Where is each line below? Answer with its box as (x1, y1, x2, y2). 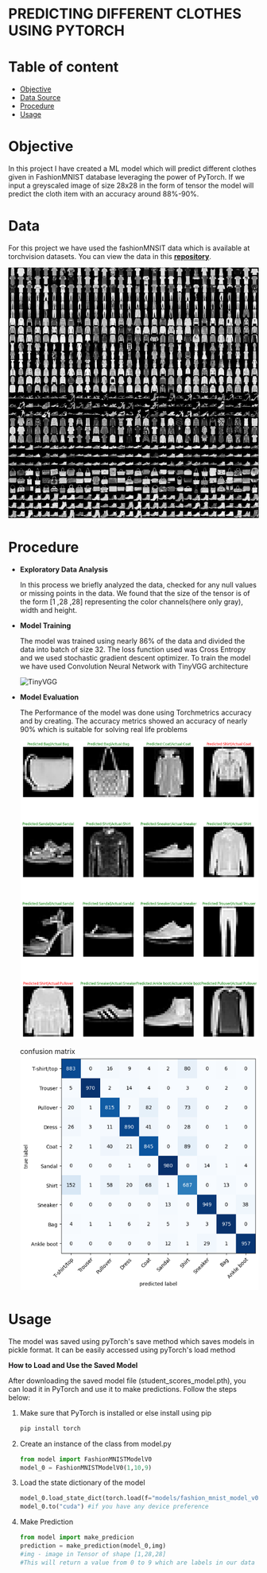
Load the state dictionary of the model (19, 1478, 145, 1487)
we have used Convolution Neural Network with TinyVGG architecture (19, 661, 249, 671)
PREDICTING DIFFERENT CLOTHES (8, 5, 242, 23)
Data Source (19, 93, 61, 103)
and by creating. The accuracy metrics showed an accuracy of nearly (19, 716, 248, 726)
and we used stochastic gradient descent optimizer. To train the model (19, 653, 251, 662)
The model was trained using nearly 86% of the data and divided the (19, 636, 246, 645)
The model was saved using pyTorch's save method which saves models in (8, 1336, 254, 1346)
